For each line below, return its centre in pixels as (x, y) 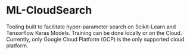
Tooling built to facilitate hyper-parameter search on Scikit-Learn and (91, 27)
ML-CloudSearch (49, 10)
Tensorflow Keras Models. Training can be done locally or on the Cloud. (94, 33)
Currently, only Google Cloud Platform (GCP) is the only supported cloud (95, 39)
